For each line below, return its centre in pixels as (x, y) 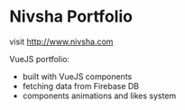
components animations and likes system (99, 96)
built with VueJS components (77, 76)
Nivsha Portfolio (71, 17)
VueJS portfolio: (40, 59)
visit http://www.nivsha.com (61, 41)
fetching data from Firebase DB (81, 86)
